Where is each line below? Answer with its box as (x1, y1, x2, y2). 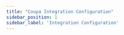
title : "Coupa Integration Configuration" (6, 8, 114, 15)
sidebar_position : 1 (6, 14, 58, 20)
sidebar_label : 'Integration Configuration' (6, 20, 119, 26)
